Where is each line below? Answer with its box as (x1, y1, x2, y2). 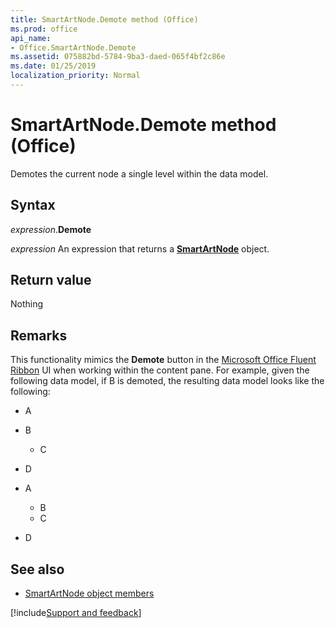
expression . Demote (10, 223, 92, 235)
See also (10, 561, 65, 578)
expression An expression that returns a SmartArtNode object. (10, 242, 270, 255)
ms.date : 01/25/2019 (10, 61, 97, 71)
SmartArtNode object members (24, 587, 155, 600)
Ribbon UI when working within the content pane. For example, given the (10, 364, 310, 376)
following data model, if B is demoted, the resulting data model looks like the (10, 375, 325, 387)
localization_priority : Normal (10, 71, 141, 81)
